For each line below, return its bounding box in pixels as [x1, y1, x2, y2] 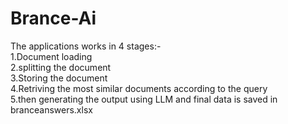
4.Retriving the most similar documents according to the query [10, 82, 268, 94]
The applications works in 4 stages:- [10, 40, 162, 52]
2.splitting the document [10, 61, 112, 73]
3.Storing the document [10, 72, 108, 84]
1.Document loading [10, 50, 93, 62]
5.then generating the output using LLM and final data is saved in [10, 93, 278, 105]
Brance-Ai [10, 7, 97, 30]
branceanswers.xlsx [10, 103, 93, 116]
